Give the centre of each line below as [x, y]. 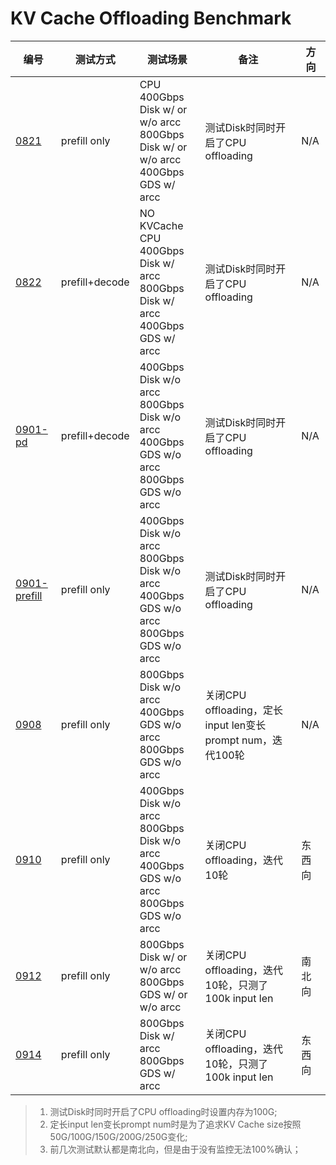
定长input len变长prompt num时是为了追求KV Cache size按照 [175, 1124]
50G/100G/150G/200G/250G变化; [118, 1136]
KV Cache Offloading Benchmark [151, 18]
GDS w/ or [163, 994]
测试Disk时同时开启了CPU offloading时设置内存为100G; [163, 1111]
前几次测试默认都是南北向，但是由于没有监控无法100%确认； [175, 1149]
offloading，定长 [243, 710]
